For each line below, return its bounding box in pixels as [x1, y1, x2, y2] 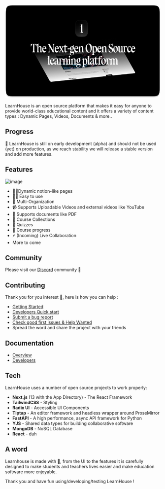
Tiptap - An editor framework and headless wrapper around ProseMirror [12, 410, 160, 416]
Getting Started [12, 304, 43, 310]
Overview [12, 352, 32, 358]
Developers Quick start [12, 309, 59, 315]
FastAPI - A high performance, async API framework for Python [12, 415, 142, 421]
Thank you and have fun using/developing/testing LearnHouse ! [5, 478, 134, 484]
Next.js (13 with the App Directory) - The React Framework [12, 394, 132, 400]
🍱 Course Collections [12, 216, 56, 222]
